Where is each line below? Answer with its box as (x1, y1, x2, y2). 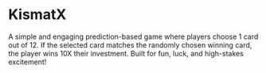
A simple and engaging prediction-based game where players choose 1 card (8, 32, 259, 41)
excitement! (8, 57, 47, 67)
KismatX (8, 6, 67, 24)
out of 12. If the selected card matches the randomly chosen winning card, (8, 40, 252, 49)
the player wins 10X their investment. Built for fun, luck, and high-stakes (8, 48, 244, 58)
